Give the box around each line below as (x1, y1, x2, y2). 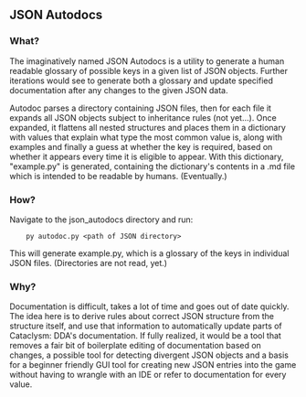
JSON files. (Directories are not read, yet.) (9, 257, 167, 268)
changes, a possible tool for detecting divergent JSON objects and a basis (9, 349, 290, 360)
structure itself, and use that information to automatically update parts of (9, 320, 283, 332)
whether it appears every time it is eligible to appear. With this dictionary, (9, 151, 284, 162)
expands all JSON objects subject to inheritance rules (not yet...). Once (9, 112, 277, 123)
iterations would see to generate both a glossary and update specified (9, 75, 274, 86)
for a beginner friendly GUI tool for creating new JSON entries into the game (9, 359, 297, 370)
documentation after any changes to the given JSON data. (9, 84, 228, 95)
